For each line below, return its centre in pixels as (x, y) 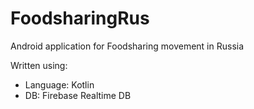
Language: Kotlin (59, 84)
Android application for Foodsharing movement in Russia (127, 46)
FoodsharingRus (80, 18)
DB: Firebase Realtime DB (78, 95)
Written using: (39, 65)
